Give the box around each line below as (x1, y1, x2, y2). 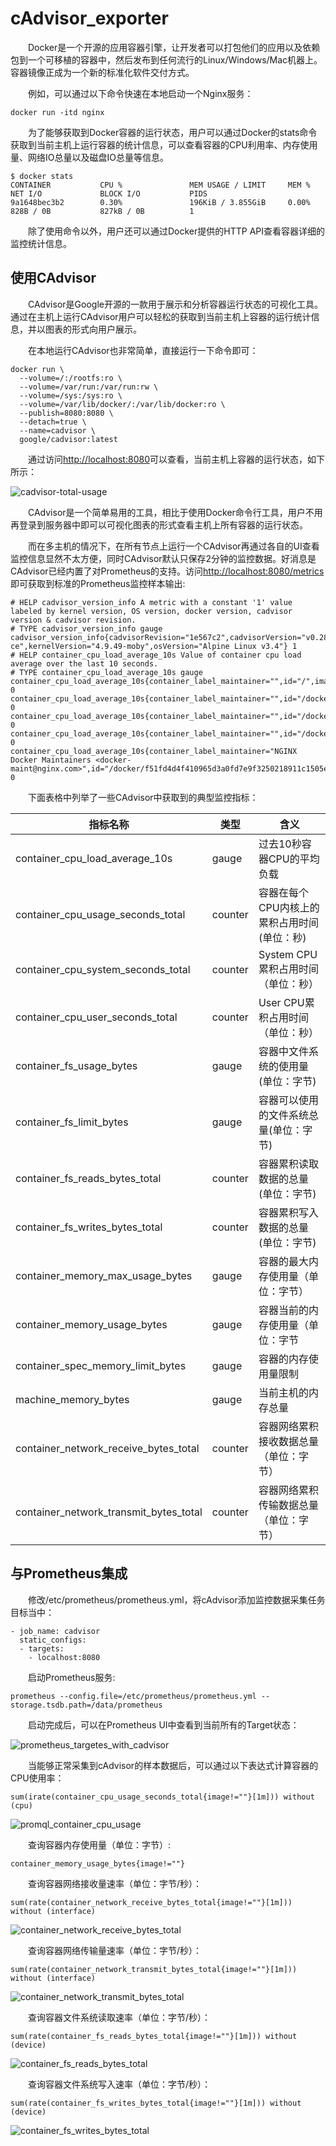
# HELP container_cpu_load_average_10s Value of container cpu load (10, 650, 302, 660)
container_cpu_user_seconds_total (15, 1010, 178, 1024)
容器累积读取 (258, 1157, 319, 1171)
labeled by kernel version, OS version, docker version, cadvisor (10, 606, 293, 616)
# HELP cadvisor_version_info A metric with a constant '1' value (10, 597, 293, 607)
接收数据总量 (258, 1434, 319, 1448)
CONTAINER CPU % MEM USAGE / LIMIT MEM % (10, 180, 311, 190)
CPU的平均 (268, 852, 320, 866)
